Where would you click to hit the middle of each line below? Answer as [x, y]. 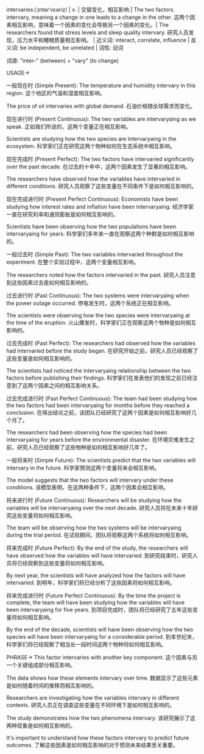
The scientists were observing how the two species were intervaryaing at [98, 315]
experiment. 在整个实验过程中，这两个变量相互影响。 [73, 262]
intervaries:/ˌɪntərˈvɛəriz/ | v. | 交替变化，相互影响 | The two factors [90, 9]
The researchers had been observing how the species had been [87, 432]
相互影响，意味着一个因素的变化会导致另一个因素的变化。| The [90, 25]
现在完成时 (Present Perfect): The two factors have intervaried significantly [100, 159]
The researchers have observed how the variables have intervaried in [93, 179]
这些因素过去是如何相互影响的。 [51, 282]
